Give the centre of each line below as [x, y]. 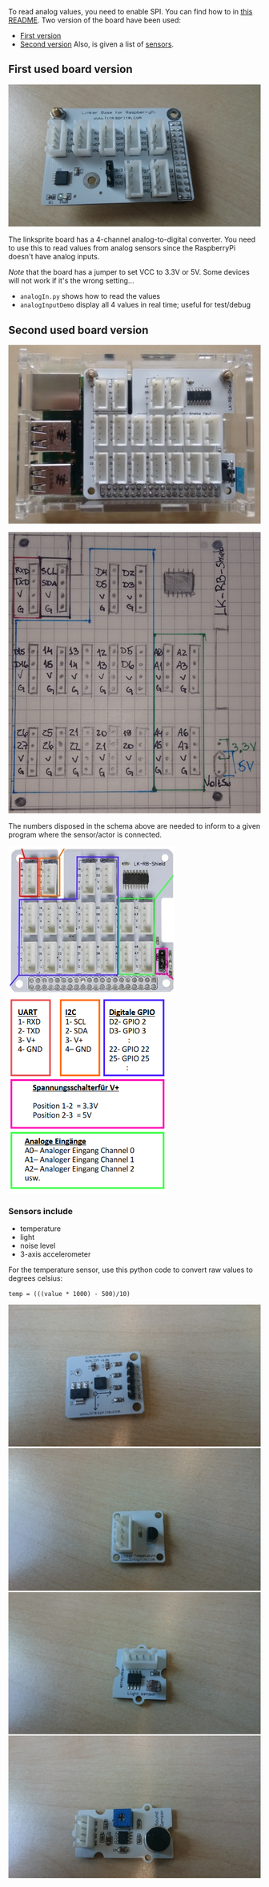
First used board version [70, 69]
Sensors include [41, 1211]
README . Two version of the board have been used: [95, 20]
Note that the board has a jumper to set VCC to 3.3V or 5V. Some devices [129, 272]
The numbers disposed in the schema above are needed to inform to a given [134, 825]
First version [40, 36]
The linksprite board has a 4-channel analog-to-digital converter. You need [132, 239]
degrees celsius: [36, 1278]
